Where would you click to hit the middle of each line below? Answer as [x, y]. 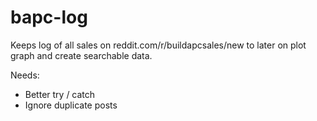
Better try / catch [60, 94]
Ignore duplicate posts [71, 105]
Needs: [25, 75]
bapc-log [49, 17]
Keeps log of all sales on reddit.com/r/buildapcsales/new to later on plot [158, 45]
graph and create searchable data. [81, 55]
